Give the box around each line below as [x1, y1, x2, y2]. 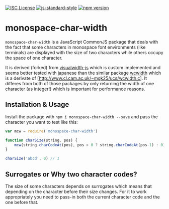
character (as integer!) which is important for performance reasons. [5, 86, 145, 92]
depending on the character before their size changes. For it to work [5, 188, 147, 194]
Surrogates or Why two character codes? [5, 170, 137, 178]
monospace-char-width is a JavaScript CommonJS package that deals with [5, 39, 158, 45]
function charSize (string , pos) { [5, 138, 78, 143]
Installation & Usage [5, 100, 69, 109]
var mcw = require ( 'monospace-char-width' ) [5, 128, 98, 134]
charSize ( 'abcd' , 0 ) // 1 [5, 156, 59, 161]
